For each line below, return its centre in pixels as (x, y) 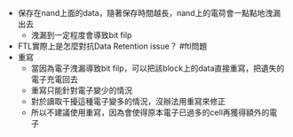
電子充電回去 (54, 79)
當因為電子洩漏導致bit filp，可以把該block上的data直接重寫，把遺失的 (158, 68)
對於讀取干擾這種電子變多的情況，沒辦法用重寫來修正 (128, 101)
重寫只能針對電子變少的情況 (82, 90)
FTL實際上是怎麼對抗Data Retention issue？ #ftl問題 (112, 46)
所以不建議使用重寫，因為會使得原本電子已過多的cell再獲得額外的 (150, 112)
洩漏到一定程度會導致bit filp (81, 35)
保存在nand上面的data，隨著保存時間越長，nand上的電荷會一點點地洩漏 (149, 13)
